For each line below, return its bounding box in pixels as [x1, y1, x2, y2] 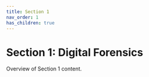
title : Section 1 [6, 8, 50, 15]
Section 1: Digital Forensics [6, 45, 144, 59]
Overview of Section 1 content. [6, 65, 82, 72]
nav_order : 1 [6, 14, 39, 20]
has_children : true [6, 20, 55, 26]
